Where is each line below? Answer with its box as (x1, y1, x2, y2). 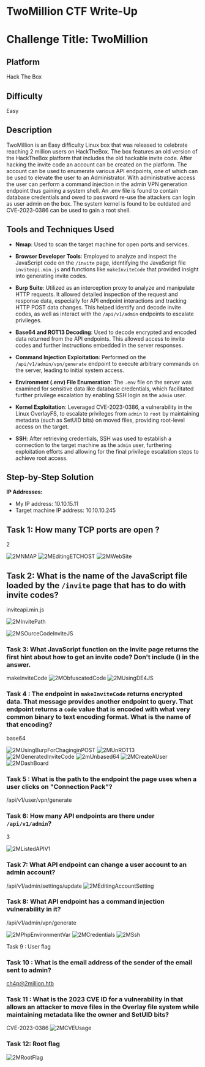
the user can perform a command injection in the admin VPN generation (6, 180, 188, 188)
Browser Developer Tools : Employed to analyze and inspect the (15, 252, 177, 260)
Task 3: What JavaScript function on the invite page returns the (6, 645, 199, 653)
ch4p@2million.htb (6, 980, 54, 987)
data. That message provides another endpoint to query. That (6, 697, 193, 706)
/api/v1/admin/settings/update (6, 882, 83, 890)
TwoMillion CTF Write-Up (6, 4, 138, 18)
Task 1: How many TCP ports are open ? (6, 524, 160, 535)
